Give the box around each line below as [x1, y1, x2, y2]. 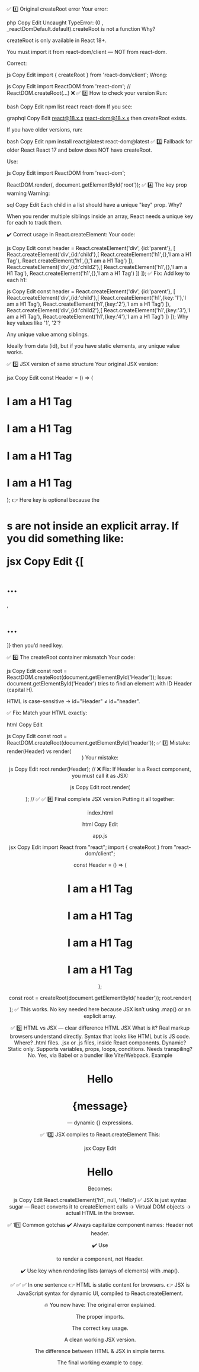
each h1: [7, 277, 27, 283]
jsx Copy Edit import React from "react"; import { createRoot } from [9, 844, 173, 851]
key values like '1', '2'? [7, 319, 61, 326]
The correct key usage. [71, 1325, 129, 1332]
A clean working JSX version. [64, 1336, 136, 1344]
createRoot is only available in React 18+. [7, 37, 107, 44]
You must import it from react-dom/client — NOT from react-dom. [7, 49, 168, 55]
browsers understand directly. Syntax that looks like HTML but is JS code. [9, 1033, 191, 1040]
